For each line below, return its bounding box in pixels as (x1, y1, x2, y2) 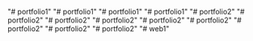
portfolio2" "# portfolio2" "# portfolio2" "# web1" (7, 24, 170, 33)
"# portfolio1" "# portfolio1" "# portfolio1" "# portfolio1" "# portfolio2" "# (7, 7, 245, 16)
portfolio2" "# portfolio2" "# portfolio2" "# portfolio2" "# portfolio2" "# (7, 15, 242, 25)
